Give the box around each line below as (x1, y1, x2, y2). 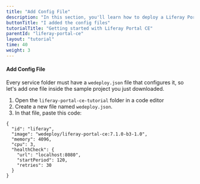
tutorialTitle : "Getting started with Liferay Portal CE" (6, 25, 153, 31)
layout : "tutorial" (6, 36, 55, 42)
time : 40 (6, 42, 28, 48)
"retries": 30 (17, 162, 52, 168)
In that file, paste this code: (14, 109, 82, 116)
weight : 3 (6, 47, 31, 53)
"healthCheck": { (11, 147, 55, 153)
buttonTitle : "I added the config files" (6, 20, 111, 26)
